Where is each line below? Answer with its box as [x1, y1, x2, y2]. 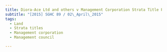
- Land [9, 21, 23, 26]
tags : [5, 16, 16, 21]
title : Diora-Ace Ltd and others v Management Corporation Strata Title [5, 7, 159, 12]
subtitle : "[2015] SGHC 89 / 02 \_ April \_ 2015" [5, 12, 103, 17]
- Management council [9, 35, 55, 40]
